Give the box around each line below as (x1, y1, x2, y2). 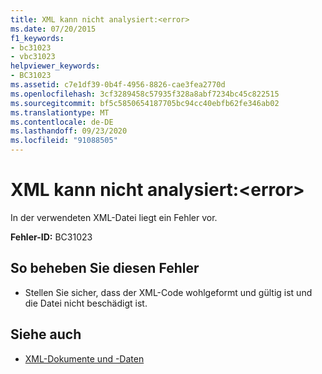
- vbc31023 (10, 52, 56, 62)
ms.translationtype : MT (10, 107, 110, 118)
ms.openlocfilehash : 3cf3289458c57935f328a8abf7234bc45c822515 (10, 89, 280, 99)
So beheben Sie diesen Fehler (10, 260, 200, 277)
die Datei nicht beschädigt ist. (24, 297, 148, 309)
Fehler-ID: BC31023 (10, 231, 93, 243)
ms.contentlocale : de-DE (10, 117, 114, 127)
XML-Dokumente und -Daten (24, 352, 145, 365)
